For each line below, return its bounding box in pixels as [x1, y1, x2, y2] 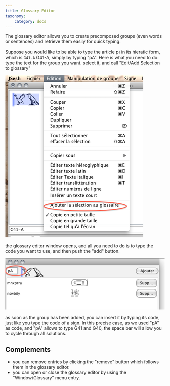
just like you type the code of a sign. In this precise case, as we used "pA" [5, 320, 159, 326]
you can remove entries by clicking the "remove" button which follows [12, 359, 159, 365]
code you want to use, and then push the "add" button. [5, 248, 120, 254]
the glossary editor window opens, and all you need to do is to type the [5, 243, 153, 249]
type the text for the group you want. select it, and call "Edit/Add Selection [5, 60, 160, 66]
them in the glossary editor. [12, 364, 70, 370]
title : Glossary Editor [5, 8, 56, 13]
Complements [5, 345, 51, 354]
